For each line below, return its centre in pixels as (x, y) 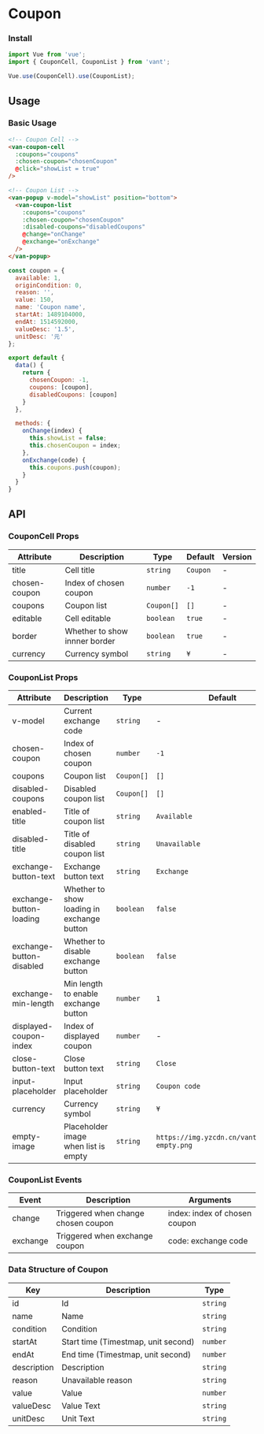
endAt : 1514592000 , (47, 321)
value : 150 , (35, 300)
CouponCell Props (44, 537)
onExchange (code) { (54, 460)
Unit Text (78, 1418)
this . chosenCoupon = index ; (75, 446)
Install (20, 39)
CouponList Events (45, 1180)
